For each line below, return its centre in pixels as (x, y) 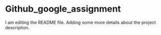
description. (17, 27)
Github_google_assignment (63, 9)
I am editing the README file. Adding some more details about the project (80, 22)
